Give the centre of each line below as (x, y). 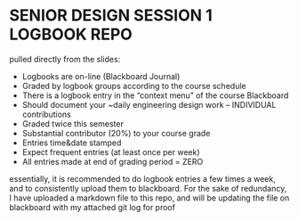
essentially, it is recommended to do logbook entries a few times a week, (142, 178)
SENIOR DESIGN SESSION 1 (111, 16)
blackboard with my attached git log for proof (93, 207)
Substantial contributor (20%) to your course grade (116, 133)
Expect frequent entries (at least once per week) (111, 151)
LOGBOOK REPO (71, 34)
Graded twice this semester (73, 123)
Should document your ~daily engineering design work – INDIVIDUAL (149, 104)
